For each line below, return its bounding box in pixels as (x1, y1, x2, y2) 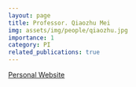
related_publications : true (8, 48, 101, 56)
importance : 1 (8, 33, 55, 42)
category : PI (8, 41, 51, 49)
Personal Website (8, 70, 65, 79)
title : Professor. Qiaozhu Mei (8, 19, 111, 27)
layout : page (8, 11, 51, 20)
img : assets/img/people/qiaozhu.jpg (8, 26, 128, 34)
